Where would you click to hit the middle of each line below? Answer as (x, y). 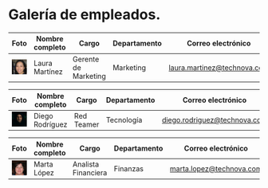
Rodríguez (50, 124)
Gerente (86, 59)
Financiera (90, 173)
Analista (86, 164)
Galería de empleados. (85, 15)
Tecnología (124, 120)
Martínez (48, 72)
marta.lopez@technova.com (216, 168)
